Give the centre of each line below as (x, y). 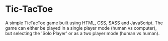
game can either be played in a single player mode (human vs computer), (81, 28)
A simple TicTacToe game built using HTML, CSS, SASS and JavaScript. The (84, 23)
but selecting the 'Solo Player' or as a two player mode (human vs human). (82, 33)
